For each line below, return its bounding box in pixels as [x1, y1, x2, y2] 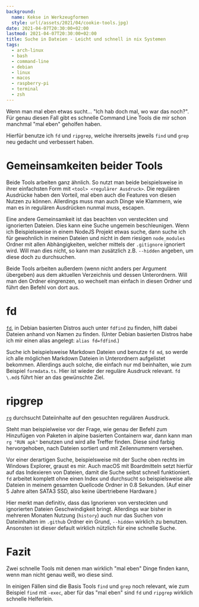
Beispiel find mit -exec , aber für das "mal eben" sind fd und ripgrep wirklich [6, 589, 193, 596]
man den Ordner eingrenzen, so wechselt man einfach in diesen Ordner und [6, 277, 192, 284]
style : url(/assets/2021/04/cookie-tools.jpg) [11, 20, 129, 26]
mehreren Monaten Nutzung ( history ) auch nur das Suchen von [6, 511, 163, 519]
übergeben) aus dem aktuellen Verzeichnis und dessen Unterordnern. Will [6, 271, 188, 278]
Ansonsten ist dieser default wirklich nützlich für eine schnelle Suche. [6, 524, 177, 532]
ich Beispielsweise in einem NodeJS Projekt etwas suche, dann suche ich [6, 228, 186, 235]
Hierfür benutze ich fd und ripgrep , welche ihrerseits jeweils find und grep [6, 132, 189, 139]
